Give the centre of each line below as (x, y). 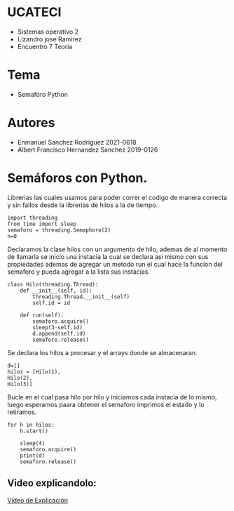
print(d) (33, 456)
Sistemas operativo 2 (48, 32)
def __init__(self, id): (56, 291)
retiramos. (22, 412)
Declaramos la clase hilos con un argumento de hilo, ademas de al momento (117, 249)
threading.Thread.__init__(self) (81, 297)
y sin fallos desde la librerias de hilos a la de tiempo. (83, 205)
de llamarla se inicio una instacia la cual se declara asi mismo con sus (108, 256)
